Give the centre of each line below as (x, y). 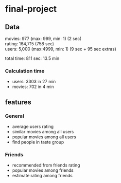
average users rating (33, 126)
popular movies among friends (43, 170)
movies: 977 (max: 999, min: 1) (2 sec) (43, 38)
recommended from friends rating (46, 165)
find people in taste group (38, 142)
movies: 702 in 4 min (33, 87)
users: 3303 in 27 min (34, 82)
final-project (31, 9)
